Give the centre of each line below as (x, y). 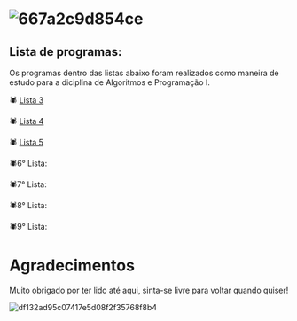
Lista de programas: (66, 52)
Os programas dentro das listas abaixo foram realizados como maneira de (144, 73)
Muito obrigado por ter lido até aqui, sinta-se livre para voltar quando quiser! (149, 290)
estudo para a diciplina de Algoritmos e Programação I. (110, 82)
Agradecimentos (72, 266)
